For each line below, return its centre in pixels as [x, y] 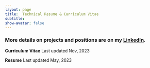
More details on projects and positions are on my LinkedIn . [75, 40]
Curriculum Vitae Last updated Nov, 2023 [47, 51]
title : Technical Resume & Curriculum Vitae [52, 14]
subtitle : [15, 18]
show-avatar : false [25, 23]
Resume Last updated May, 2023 [38, 60]
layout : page [18, 9]
